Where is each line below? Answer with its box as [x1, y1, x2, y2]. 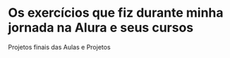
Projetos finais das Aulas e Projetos [8, 43, 111, 51]
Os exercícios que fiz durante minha [8, 5, 224, 21]
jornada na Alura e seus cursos [8, 20, 193, 36]
